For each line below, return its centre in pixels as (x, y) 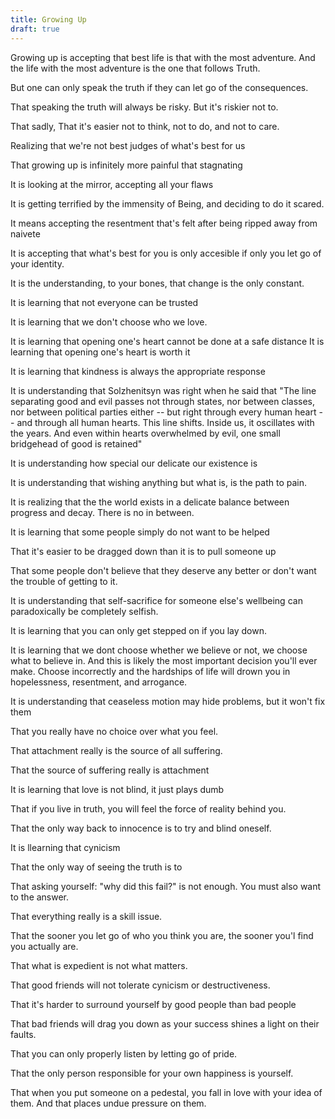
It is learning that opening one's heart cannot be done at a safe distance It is (167, 341)
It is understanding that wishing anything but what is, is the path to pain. (158, 482)
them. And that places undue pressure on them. (108, 1103)
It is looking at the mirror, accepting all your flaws (112, 184)
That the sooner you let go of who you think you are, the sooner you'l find (162, 935)
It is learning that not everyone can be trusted (104, 302)
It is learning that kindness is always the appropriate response (138, 371)
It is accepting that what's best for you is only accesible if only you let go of (166, 253)
